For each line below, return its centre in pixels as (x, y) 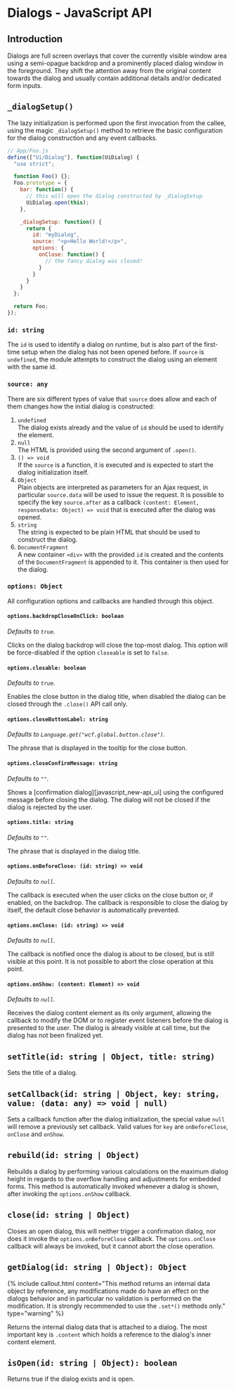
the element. (35, 435)
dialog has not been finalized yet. (55, 1036)
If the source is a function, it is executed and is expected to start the (116, 465)
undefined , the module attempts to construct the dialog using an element (112, 359)
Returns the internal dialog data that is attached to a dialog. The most (107, 1327)
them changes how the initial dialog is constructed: (81, 406)
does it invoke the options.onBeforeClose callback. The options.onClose (112, 1238)
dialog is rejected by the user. (50, 807)
